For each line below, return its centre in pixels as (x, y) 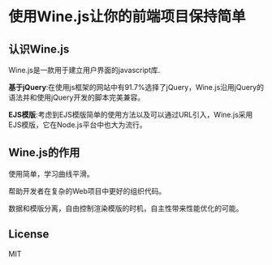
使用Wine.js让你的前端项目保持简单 (127, 17)
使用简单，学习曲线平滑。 (51, 173)
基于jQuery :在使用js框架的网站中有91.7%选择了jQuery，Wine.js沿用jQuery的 (136, 87)
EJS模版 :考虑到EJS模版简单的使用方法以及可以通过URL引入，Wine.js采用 (131, 115)
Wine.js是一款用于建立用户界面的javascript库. (84, 70)
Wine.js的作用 (44, 153)
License (29, 235)
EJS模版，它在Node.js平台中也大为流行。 (78, 125)
